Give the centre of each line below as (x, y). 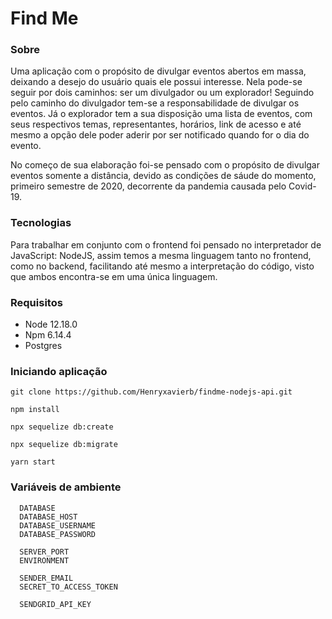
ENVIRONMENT (44, 560)
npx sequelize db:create (62, 427)
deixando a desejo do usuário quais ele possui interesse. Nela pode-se (156, 82)
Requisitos (36, 302)
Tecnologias (41, 223)
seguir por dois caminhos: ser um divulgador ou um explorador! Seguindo (162, 93)
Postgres (43, 346)
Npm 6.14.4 (48, 335)
